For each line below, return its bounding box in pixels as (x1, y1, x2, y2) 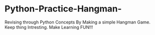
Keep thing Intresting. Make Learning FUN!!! (4, 24, 94, 30)
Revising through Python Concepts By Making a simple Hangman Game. (4, 19, 151, 25)
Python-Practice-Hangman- (4, 3, 122, 14)
